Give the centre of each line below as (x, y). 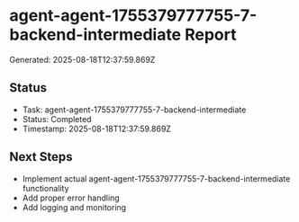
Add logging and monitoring (74, 207)
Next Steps (41, 157)
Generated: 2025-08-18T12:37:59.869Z (82, 59)
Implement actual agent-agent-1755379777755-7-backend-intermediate (156, 178)
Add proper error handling (71, 198)
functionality (45, 188)
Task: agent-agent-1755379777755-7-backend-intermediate (134, 110)
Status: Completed (57, 119)
